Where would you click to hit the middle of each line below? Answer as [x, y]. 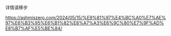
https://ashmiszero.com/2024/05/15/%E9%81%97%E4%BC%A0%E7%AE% [86, 17]
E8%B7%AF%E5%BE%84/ [34, 28]
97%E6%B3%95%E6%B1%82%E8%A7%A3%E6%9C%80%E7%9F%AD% [85, 23]
